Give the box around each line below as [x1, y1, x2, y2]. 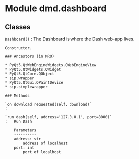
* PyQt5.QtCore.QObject [5, 71, 55, 76]
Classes [5, 23, 31, 31]
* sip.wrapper [5, 76, 35, 81]
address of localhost [23, 141, 68, 146]
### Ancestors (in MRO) [5, 54, 55, 59]
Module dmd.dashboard [5, 3, 107, 14]
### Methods [5, 93, 30, 98]
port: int [14, 145, 35, 150]
